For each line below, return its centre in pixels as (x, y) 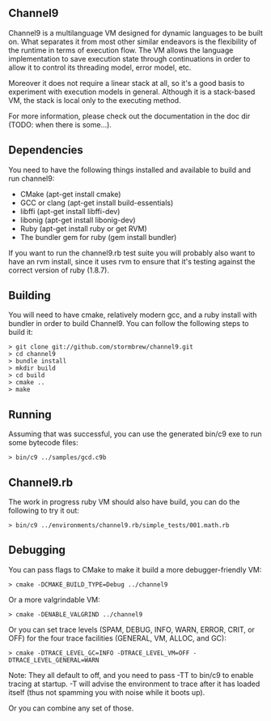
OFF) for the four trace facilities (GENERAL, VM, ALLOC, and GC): (117, 638)
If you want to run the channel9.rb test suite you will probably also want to (132, 253)
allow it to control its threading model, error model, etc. (100, 67)
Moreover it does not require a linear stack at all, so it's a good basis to (127, 83)
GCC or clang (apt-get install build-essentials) (97, 203)
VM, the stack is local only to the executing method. (95, 100)
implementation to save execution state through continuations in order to (129, 58)
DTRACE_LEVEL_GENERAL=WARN (54, 660)
